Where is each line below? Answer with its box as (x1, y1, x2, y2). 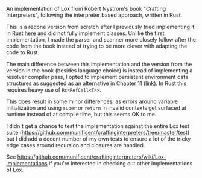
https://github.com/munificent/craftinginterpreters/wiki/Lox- (17, 153, 167, 161)
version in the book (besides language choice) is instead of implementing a (6, 67, 193, 74)
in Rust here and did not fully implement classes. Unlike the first (6, 30, 165, 37)
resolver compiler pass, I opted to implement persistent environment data (6, 74, 189, 80)
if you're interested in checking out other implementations (48, 160, 193, 167)
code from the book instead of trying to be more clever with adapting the (6, 42, 188, 49)
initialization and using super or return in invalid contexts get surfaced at (6, 104, 187, 111)
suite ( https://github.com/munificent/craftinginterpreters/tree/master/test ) (6, 129, 190, 136)
